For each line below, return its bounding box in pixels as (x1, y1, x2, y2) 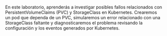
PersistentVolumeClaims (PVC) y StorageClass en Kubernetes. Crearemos (5, 9, 157, 15)
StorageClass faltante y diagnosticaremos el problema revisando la (5, 20, 143, 26)
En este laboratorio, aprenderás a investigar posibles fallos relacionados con (5, 4, 163, 10)
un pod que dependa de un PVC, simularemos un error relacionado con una (5, 15, 161, 20)
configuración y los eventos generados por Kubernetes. (5, 25, 120, 31)
